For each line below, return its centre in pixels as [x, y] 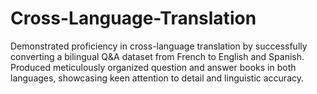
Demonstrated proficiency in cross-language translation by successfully [159, 46]
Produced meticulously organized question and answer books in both [153, 67]
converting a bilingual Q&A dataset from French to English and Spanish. [157, 56]
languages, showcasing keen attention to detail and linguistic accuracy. [157, 78]
